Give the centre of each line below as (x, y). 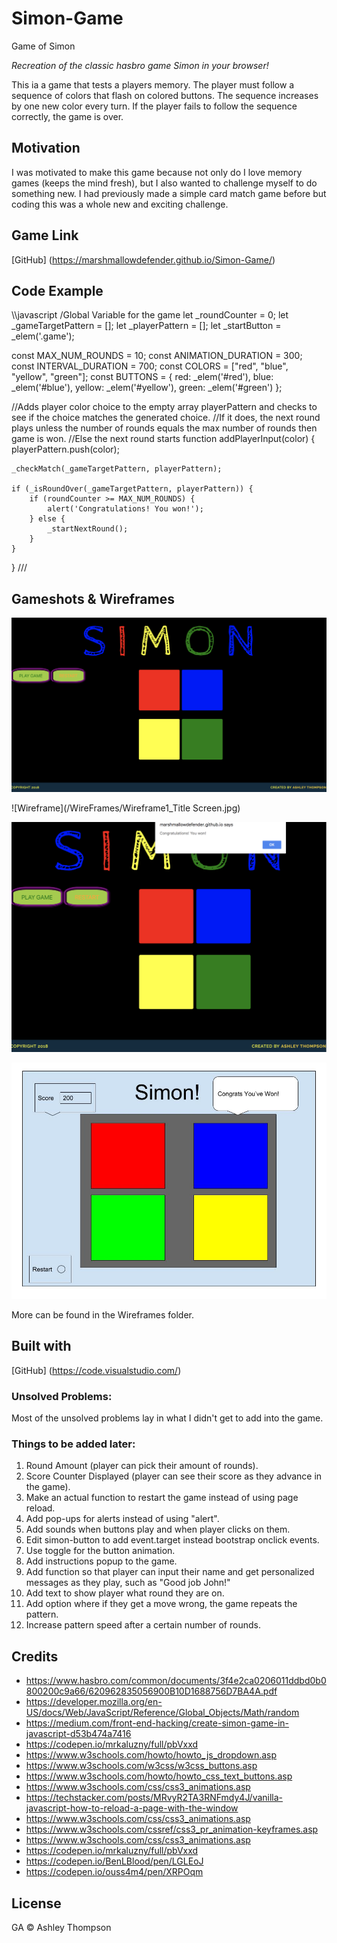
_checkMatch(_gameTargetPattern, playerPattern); (117, 469)
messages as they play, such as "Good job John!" (128, 1583)
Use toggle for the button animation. (100, 1551)
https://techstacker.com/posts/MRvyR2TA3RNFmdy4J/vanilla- (154, 1798)
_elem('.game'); (43, 336)
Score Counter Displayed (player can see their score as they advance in (174, 1476)
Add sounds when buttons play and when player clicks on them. (158, 1529)
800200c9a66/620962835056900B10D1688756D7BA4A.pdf (151, 1691)
